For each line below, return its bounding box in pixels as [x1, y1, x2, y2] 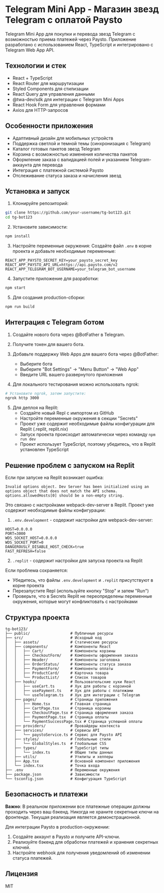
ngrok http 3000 [5, 395, 39, 401]
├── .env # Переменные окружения [5, 767, 120, 773]
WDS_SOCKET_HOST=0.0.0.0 [5, 535, 57, 541]
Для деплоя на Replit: [12, 404, 59, 411]
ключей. [12, 844, 31, 850]
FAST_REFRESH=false [5, 549, 46, 554]
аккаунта [12, 162, 32, 168]
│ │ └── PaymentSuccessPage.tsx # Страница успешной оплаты [5, 719, 142, 724]
